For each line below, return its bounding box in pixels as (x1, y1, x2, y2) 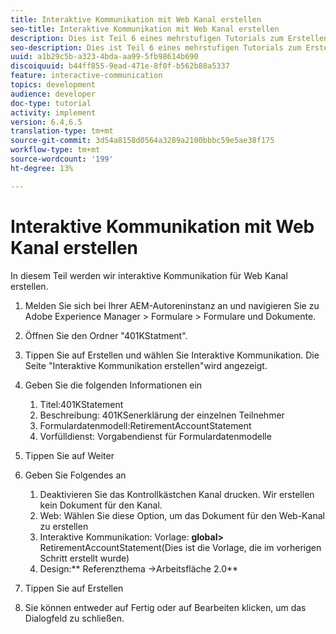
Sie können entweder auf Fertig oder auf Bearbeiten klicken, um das (24, 601, 307, 613)
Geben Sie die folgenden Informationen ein (24, 379, 203, 391)
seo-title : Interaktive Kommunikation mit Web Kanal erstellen (10, 24, 280, 34)
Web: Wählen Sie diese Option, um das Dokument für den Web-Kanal (39, 509, 325, 521)
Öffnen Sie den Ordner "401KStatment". (24, 329, 188, 341)
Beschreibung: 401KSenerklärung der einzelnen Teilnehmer (39, 409, 285, 421)
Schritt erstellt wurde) (39, 552, 130, 564)
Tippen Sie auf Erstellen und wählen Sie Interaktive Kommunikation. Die (24, 349, 320, 361)
